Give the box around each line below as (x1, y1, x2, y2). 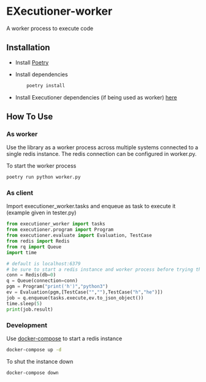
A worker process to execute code (6, 25, 94, 32)
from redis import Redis (6, 238, 70, 244)
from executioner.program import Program (6, 227, 114, 233)
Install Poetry (15, 58, 49, 66)
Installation (6, 42, 50, 53)
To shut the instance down (6, 357, 74, 365)
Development (6, 321, 48, 329)
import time (6, 249, 37, 255)
